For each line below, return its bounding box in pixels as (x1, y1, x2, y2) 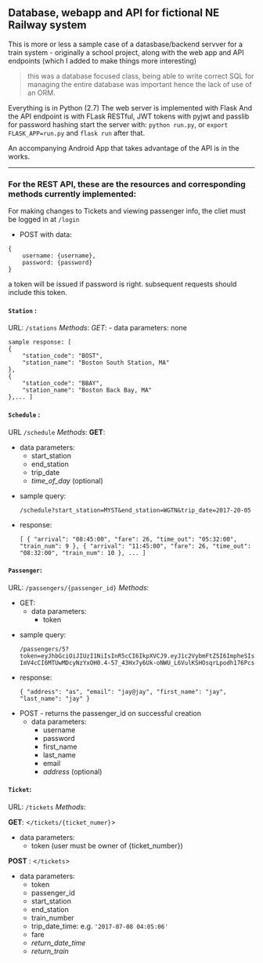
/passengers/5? (19, 645, 70, 653)
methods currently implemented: (8, 188, 137, 199)
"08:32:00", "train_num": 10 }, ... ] (19, 549, 146, 556)
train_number (31, 913, 74, 922)
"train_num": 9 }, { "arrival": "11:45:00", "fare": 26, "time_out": (19, 542, 252, 550)
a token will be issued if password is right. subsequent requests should (8, 279, 237, 289)
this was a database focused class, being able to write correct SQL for (27, 71, 254, 81)
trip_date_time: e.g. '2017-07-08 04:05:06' (31, 921, 168, 931)
